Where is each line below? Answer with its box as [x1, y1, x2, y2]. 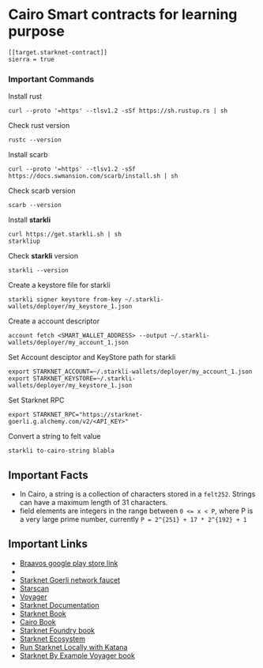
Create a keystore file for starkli [8, 281, 111, 290]
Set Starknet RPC [8, 395, 65, 405]
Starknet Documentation [19, 600, 100, 610]
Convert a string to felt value [8, 432, 101, 441]
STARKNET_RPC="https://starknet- [32, 411, 144, 419]
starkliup [8, 237, 41, 246]
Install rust [8, 92, 43, 101]
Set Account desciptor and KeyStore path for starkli [8, 353, 176, 362]
